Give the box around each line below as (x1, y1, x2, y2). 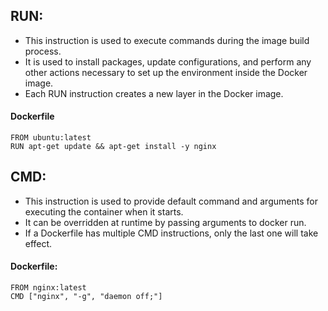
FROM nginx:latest (10, 283, 87, 293)
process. (24, 45, 62, 57)
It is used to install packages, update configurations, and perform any (24, 55, 312, 68)
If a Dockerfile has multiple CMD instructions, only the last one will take (24, 227, 319, 239)
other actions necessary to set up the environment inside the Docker (24, 66, 308, 78)
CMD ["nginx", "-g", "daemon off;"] (10, 292, 163, 302)
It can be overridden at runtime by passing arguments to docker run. (24, 216, 307, 228)
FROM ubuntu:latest (10, 133, 92, 143)
